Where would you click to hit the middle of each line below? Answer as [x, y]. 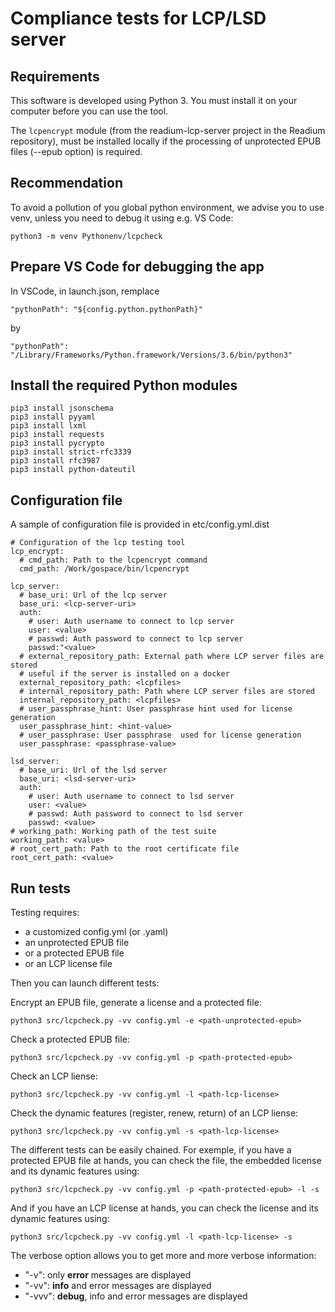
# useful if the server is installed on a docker [124, 674]
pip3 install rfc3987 [55, 461]
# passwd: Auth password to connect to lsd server [136, 814]
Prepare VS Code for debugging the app [137, 267]
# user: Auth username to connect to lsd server [131, 797]
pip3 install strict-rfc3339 [71, 452]
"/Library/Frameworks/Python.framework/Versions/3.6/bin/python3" [151, 355]
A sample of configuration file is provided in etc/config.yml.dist [140, 524]
